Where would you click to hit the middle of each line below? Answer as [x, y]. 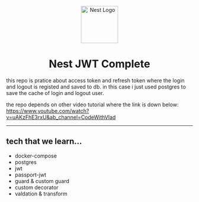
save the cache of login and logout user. [55, 93]
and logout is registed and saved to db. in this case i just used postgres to [96, 87]
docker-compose [36, 156]
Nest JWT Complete [99, 64]
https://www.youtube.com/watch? [48, 111]
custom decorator [36, 187]
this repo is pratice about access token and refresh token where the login [95, 80]
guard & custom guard [42, 181]
